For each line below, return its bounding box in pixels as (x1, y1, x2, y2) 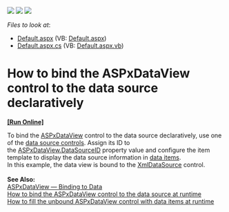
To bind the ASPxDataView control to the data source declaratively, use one (7, 131, 222, 139)
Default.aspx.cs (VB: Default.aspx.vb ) (17, 41, 124, 50)
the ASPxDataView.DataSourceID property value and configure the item (7, 146, 210, 154)
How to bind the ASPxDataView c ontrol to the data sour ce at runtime (7, 190, 202, 198)
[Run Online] (7, 117, 44, 126)
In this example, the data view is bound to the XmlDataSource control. (7, 160, 206, 168)
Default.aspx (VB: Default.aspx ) (17, 35, 107, 42)
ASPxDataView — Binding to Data (7, 182, 103, 191)
